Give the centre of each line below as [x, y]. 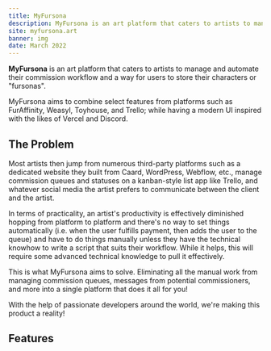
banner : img [28, 38]
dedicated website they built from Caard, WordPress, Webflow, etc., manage [135, 172]
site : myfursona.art [43, 31]
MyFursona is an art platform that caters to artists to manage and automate [134, 69]
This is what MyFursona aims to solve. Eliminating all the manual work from [133, 272]
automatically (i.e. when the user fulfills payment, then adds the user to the [133, 230]
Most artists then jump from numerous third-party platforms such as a [125, 163]
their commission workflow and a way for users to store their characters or [132, 77]
